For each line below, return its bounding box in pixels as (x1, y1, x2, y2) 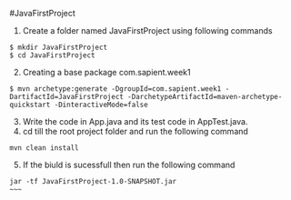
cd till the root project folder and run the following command (22, 126, 248, 136)
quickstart (9, 100, 51, 109)
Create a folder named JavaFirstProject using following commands (22, 25, 273, 35)
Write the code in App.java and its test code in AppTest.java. (22, 116, 248, 126)
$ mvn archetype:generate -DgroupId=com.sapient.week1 (9, 85, 222, 94)
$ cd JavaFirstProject (9, 51, 95, 60)
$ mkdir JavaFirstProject (9, 43, 107, 52)
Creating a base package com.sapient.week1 (22, 67, 191, 77)
